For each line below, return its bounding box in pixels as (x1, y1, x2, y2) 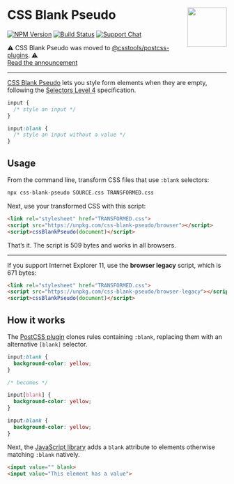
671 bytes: (7, 269, 37, 277)
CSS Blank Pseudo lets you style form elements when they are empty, (7, 78, 208, 86)
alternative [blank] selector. (7, 340, 88, 348)
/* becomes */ (7, 379, 49, 386)
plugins (7, 51, 29, 59)
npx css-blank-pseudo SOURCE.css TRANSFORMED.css (7, 189, 155, 196)
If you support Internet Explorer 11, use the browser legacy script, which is (7, 261, 221, 269)
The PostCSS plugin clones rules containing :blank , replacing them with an (7, 332, 223, 341)
